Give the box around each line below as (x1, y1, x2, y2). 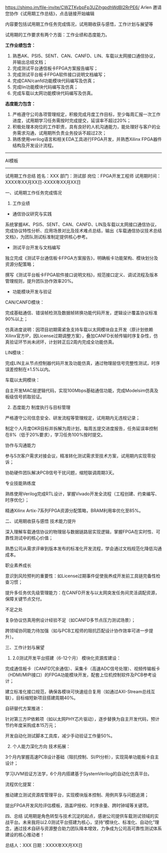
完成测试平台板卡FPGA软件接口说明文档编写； (12, 72, 107, 77)
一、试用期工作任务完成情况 (5, 190, 62, 196)
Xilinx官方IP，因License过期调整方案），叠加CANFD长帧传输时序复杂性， (5, 333, 154, 338)
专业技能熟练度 (5, 480, 36, 486)
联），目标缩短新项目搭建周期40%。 (5, 695, 79, 701)
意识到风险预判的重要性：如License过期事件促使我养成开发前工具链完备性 (5, 573, 157, 579)
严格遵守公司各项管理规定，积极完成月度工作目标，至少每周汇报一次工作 (12, 111, 161, 117)
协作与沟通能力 (5, 442, 36, 448)
